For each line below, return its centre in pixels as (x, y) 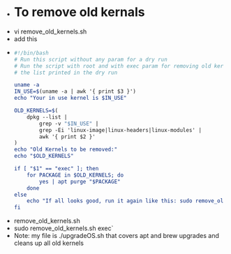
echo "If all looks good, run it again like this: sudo (110, 201)
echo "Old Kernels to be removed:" (66, 150)
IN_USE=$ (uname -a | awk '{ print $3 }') (75, 91)
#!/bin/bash (31, 53)
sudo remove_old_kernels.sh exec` (64, 228)
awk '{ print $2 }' (67, 137)
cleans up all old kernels (49, 243)
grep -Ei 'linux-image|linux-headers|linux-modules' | (121, 130)
